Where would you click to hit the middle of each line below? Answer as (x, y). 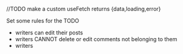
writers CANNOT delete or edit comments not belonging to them (96, 39)
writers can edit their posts (49, 33)
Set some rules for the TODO (43, 21)
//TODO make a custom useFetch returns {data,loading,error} (84, 9)
